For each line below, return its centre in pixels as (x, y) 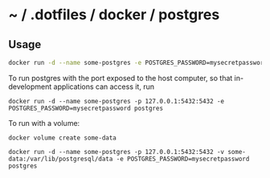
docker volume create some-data (62, 138)
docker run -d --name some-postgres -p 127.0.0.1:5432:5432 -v (117, 152)
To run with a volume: (44, 123)
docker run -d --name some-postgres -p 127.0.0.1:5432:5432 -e (117, 101)
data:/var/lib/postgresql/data (61, 159)
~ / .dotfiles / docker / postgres (114, 15)
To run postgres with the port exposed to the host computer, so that (121, 78)
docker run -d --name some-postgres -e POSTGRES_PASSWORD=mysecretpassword (138, 63)
